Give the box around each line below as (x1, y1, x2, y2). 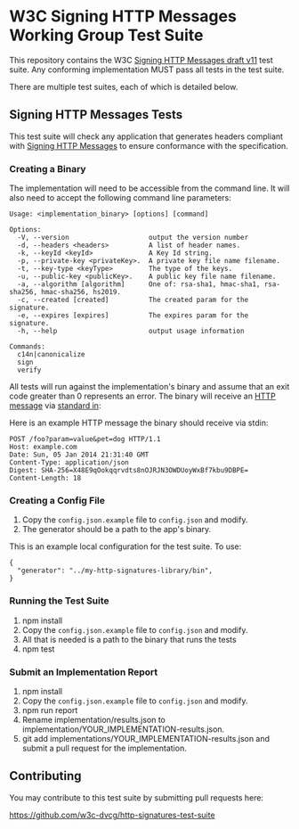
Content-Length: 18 (9, 474, 82, 483)
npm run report (21, 704, 78, 715)
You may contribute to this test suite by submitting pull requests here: (9, 792, 264, 803)
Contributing (9, 768, 82, 784)
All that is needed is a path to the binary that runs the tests (21, 634, 238, 644)
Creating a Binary (9, 162, 86, 175)
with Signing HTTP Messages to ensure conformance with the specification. (9, 140, 289, 151)
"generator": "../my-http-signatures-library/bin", (17, 566, 214, 576)
